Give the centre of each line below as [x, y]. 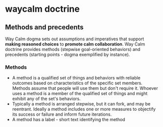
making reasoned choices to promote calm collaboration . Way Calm [75, 44]
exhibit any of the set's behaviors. [46, 99]
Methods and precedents [44, 27]
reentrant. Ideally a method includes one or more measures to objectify [84, 109]
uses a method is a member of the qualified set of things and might [80, 94]
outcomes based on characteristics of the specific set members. [77, 83]
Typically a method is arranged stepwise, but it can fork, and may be [81, 104]
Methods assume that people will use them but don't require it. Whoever [85, 88]
